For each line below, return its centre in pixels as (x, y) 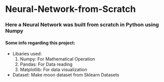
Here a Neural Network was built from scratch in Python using (82, 25)
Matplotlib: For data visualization (53, 70)
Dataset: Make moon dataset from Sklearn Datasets (66, 75)
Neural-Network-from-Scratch (71, 9)
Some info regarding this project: (40, 43)
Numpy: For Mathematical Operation (57, 59)
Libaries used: (27, 54)
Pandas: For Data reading (46, 64)
